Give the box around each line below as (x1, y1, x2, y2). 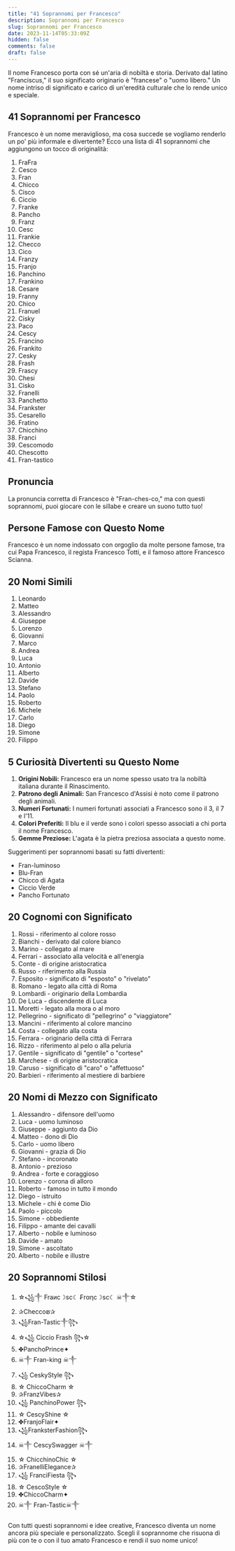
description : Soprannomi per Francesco (8, 17, 124, 24)
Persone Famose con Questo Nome (8, 522, 165, 534)
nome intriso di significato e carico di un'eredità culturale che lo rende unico (8, 83, 228, 92)
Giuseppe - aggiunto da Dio (17, 1125, 99, 1133)
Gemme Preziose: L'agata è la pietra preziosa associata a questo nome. (17, 834, 226, 842)
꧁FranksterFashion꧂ (17, 1426, 88, 1435)
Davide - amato (17, 1236, 63, 1244)
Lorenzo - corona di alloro (17, 1177, 94, 1185)
